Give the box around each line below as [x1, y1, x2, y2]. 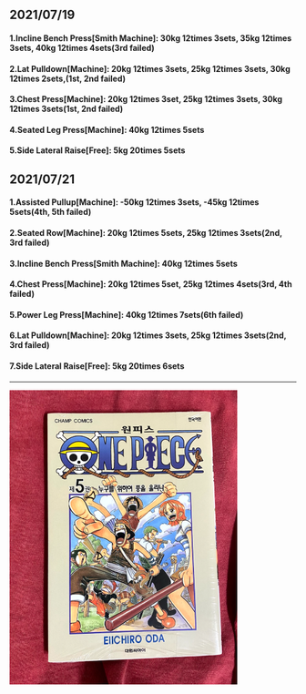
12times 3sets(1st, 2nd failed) [9, 104, 124, 115]
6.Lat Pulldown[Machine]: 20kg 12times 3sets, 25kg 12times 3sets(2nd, [9, 330, 287, 341]
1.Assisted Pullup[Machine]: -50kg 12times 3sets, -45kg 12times [9, 197, 260, 208]
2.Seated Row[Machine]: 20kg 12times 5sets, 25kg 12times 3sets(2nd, [9, 227, 282, 238]
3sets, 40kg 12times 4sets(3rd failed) [9, 42, 155, 53]
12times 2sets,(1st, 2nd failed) [9, 73, 126, 84]
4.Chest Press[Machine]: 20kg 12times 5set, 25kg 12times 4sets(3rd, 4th [9, 279, 293, 290]
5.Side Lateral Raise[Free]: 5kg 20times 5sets [9, 145, 186, 156]
